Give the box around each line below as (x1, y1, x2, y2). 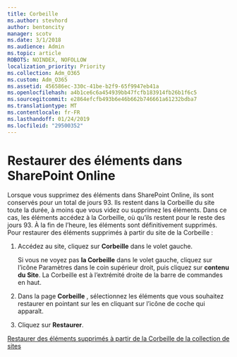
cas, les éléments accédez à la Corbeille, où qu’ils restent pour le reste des (7, 213, 226, 222)
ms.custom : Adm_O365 (7, 76, 68, 83)
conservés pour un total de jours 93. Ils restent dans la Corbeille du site (7, 199, 215, 207)
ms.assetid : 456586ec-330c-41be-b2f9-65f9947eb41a (7, 83, 159, 90)
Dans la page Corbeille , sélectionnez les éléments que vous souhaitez (17, 292, 224, 300)
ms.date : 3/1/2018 (7, 37, 61, 44)
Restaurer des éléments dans (7, 153, 183, 168)
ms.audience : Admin (7, 43, 65, 50)
